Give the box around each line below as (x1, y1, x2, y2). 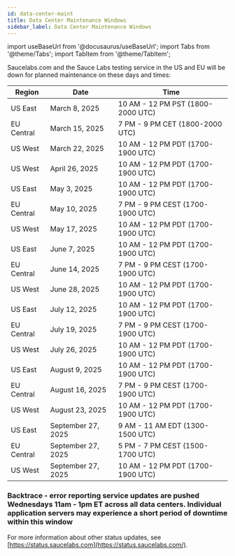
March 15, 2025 (50, 124, 104, 134)
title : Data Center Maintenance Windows (7, 17, 127, 24)
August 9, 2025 (50, 365, 103, 375)
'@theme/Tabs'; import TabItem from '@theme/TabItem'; (7, 50, 171, 58)
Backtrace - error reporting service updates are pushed (7, 491, 200, 501)
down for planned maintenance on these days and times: (7, 71, 171, 79)
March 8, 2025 (50, 104, 100, 113)
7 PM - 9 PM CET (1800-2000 (117, 120, 222, 129)
